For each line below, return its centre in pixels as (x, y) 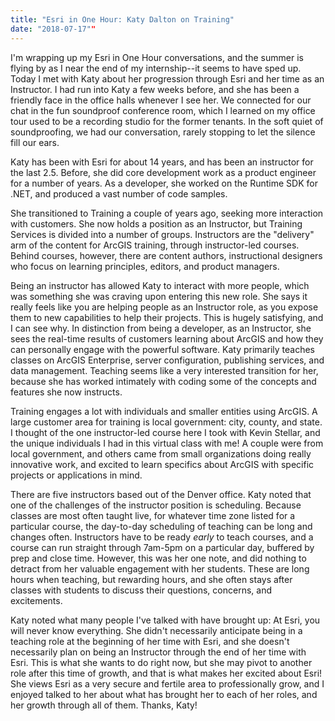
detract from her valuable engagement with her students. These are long (160, 568)
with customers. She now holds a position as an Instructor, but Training (156, 223)
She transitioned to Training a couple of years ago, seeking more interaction (167, 213)
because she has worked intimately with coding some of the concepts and (163, 381)
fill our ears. (35, 142)
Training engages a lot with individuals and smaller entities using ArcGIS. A (164, 411)
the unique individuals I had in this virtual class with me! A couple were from (167, 443)
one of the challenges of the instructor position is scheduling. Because (156, 505)
